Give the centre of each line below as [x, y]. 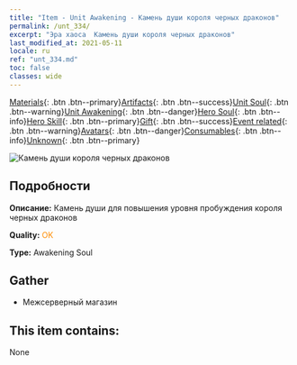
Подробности [50, 186]
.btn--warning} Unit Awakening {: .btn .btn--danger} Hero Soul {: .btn [133, 111]
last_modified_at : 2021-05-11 [66, 43]
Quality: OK [31, 234]
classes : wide [36, 77]
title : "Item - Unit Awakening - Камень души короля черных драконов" [144, 18]
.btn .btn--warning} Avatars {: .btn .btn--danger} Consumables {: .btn [134, 131]
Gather [29, 280]
